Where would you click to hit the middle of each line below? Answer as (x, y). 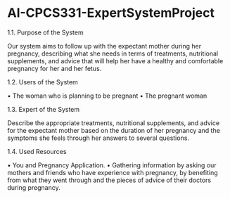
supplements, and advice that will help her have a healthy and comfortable (115, 60)
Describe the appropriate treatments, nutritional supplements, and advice (114, 123)
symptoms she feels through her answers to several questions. (98, 138)
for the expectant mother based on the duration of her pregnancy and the (114, 130)
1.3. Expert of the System (44, 109)
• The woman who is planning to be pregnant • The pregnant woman (107, 96)
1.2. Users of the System (43, 82)
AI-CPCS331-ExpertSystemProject (111, 13)
